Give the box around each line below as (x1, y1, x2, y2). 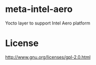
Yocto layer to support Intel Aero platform (5, 20, 90, 26)
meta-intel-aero (5, 3, 73, 15)
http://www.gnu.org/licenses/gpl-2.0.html (5, 54, 91, 60)
